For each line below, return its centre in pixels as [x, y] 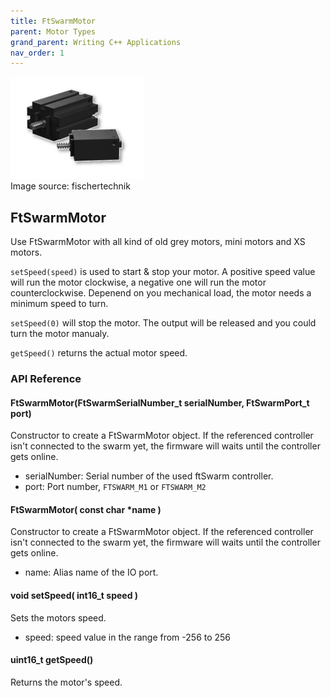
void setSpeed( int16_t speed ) [74, 595]
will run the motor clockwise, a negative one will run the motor [138, 282]
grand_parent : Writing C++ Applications [96, 42]
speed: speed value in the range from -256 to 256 [128, 637]
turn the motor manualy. [60, 334]
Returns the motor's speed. [66, 682]
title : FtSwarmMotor [53, 21]
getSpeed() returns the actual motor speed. [99, 353]
